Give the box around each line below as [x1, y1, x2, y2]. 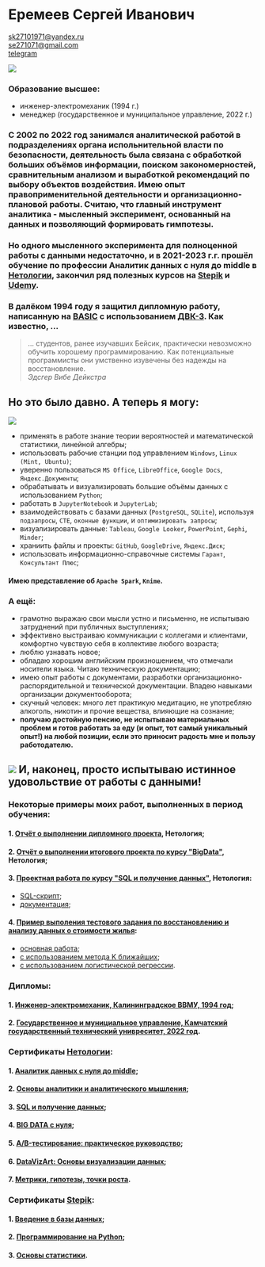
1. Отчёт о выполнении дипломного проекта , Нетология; [8, 829, 205, 838]
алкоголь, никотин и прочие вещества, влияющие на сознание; [19, 706, 235, 716]
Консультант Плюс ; [19, 557, 79, 568]
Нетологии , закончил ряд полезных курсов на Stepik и [8, 270, 230, 281]
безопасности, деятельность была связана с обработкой [8, 149, 242, 160]
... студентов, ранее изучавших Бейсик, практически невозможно [27, 339, 252, 348]
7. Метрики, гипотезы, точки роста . [8, 1175, 131, 1185]
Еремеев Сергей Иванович [8, 6, 195, 24]
